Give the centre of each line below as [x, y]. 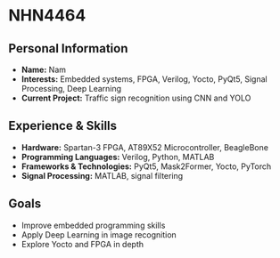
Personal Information [68, 48]
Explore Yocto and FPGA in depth [82, 244]
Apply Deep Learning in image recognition [99, 234]
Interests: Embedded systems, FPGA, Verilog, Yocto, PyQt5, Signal [144, 79]
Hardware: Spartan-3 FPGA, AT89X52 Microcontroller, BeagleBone [145, 147]
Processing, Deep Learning [71, 89]
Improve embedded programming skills [93, 225]
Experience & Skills [63, 126]
